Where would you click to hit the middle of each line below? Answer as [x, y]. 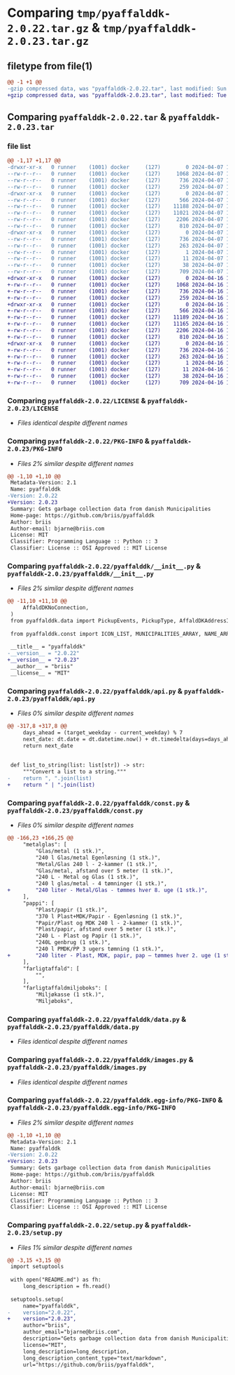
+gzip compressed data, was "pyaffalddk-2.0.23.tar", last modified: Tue [117, 95]
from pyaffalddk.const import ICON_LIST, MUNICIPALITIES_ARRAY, [106, 634]
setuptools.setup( [37, 1299]
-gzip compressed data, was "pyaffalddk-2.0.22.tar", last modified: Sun [117, 88]
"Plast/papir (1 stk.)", [72, 910]
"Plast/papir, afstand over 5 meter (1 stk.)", [106, 929]
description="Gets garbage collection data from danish [106, 1339]
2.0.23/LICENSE [33, 408]
